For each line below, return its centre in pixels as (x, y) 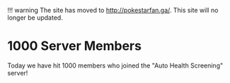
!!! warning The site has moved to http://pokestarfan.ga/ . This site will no (113, 10)
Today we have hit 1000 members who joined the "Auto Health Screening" (115, 65)
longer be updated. (35, 18)
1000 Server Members (74, 46)
